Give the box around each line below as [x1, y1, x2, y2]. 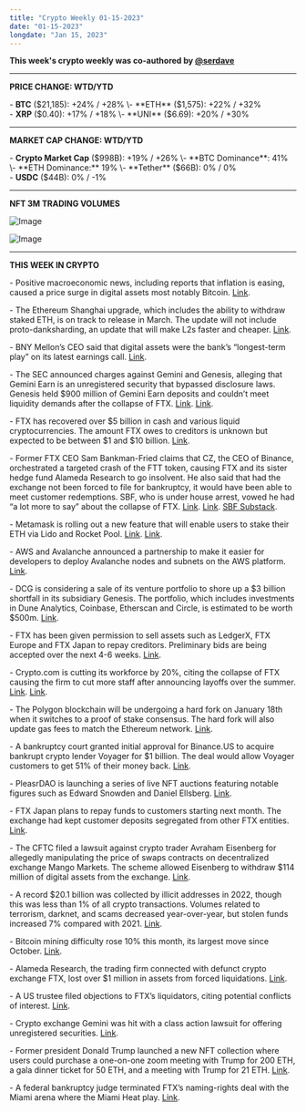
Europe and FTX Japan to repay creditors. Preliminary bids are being [9, 640, 267, 651]
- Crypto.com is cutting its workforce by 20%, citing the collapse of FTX [9, 667, 280, 678]
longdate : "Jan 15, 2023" [9, 30, 107, 39]
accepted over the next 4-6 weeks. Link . [9, 649, 162, 661]
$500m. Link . [9, 613, 59, 623]
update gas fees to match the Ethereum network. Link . [9, 724, 213, 735]
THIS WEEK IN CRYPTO [9, 260, 100, 271]
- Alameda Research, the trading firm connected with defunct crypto [9, 963, 267, 974]
